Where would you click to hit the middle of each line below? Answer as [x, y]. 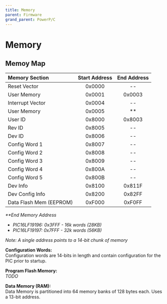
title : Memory [20, 10]
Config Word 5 [25, 178]
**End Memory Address [31, 215]
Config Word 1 [25, 144]
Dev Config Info [27, 194]
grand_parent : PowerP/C [30, 19]
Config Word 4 [25, 169]
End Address [133, 78]
